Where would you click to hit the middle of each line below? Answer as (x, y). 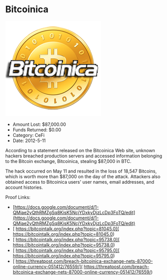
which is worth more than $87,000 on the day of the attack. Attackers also (83, 176)
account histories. (24, 187)
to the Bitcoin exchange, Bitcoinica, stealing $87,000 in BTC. (68, 161)
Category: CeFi (29, 135)
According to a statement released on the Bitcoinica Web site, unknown (80, 150)
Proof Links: (18, 197)
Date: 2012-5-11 (29, 141)
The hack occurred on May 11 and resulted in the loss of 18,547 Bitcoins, (81, 171)
